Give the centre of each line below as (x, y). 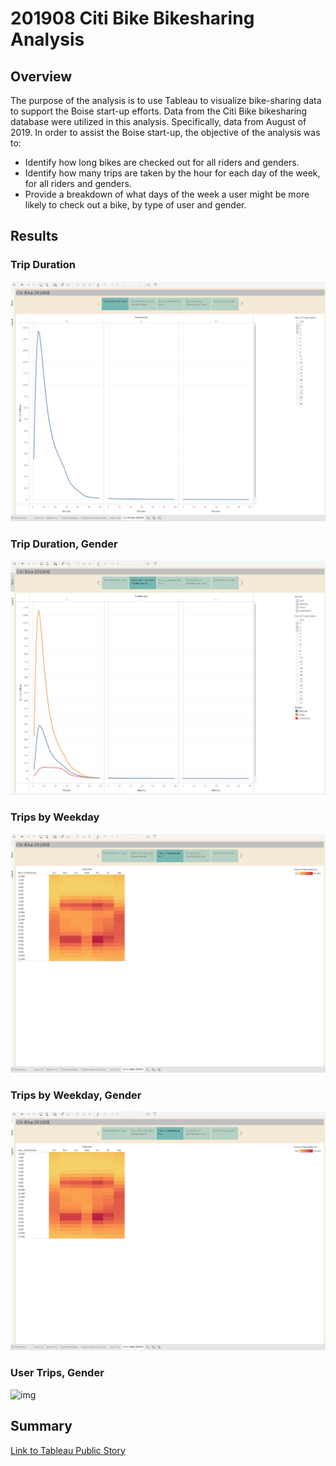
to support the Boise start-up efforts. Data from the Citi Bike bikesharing (158, 111)
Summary (41, 1426)
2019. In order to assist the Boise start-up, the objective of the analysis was (165, 132)
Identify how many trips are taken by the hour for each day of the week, (172, 173)
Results (34, 236)
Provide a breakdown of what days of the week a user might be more (167, 194)
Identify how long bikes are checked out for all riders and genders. (162, 162)
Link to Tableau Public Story (68, 1450)
